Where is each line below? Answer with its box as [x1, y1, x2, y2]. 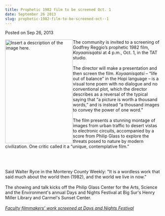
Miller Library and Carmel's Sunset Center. [5, 195, 92, 201]
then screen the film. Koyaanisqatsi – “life [73, 71, 158, 77]
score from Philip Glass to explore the [73, 133, 149, 139]
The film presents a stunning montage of [73, 117, 156, 123]
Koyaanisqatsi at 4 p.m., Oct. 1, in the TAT [73, 50, 158, 55]
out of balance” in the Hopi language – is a [73, 76, 159, 81]
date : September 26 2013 [5, 12, 56, 17]
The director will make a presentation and [73, 65, 157, 71]
